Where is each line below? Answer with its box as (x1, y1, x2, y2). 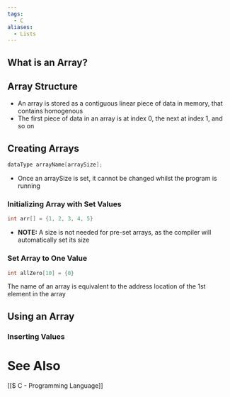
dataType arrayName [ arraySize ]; (7, 161, 103, 169)
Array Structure (7, 81, 78, 93)
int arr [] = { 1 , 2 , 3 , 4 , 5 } (7, 216, 93, 223)
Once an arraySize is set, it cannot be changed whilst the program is (17, 174, 217, 183)
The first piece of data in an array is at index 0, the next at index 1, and (17, 114, 223, 123)
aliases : (7, 23, 33, 30)
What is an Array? (7, 56, 88, 68)
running (17, 181, 41, 190)
